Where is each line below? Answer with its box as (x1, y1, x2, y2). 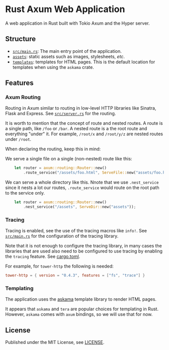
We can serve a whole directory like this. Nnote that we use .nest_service (5, 180, 159, 186)
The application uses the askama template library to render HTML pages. (5, 296, 157, 302)
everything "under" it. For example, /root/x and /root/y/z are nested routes (5, 131, 163, 137)
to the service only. (5, 190, 45, 196)
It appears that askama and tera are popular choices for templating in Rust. (5, 306, 159, 312)
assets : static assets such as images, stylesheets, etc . (12, 53, 125, 59)
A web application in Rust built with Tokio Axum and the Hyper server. (5, 20, 150, 26)
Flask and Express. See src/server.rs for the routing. (5, 111, 116, 117)
